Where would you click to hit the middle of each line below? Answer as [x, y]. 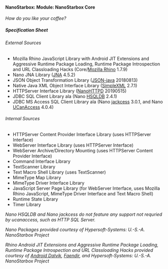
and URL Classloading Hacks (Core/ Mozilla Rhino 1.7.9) [70, 69]
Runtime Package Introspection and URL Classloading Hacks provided [79, 250]
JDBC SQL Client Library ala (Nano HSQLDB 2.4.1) [65, 96]
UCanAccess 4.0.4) [33, 107]
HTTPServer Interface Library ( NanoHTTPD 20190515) [70, 91]
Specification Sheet [27, 30]
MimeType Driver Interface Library [48, 183]
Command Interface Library [42, 161]
